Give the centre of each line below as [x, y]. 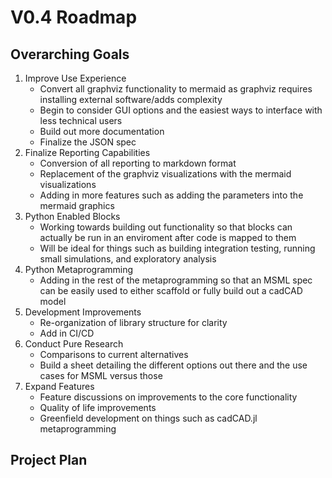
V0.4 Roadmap [74, 17]
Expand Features [59, 386]
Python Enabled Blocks [72, 216]
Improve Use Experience [75, 78]
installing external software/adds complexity [131, 99]
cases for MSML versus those [101, 375]
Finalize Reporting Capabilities [87, 152]
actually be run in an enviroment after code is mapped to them [168, 237]
